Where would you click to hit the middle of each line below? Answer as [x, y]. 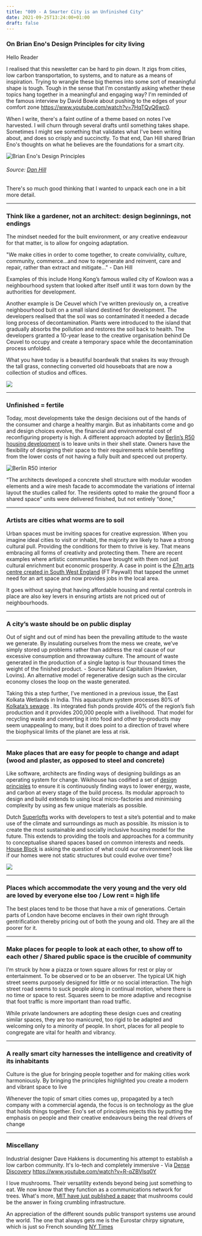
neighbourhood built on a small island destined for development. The [92, 310]
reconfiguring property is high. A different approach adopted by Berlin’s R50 [101, 437]
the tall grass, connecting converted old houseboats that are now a [89, 366]
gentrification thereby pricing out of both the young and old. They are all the [100, 921]
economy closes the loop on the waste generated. [68, 682]
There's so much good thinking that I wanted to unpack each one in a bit [96, 188]
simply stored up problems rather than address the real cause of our [91, 650]
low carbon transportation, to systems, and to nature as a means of [90, 75]
